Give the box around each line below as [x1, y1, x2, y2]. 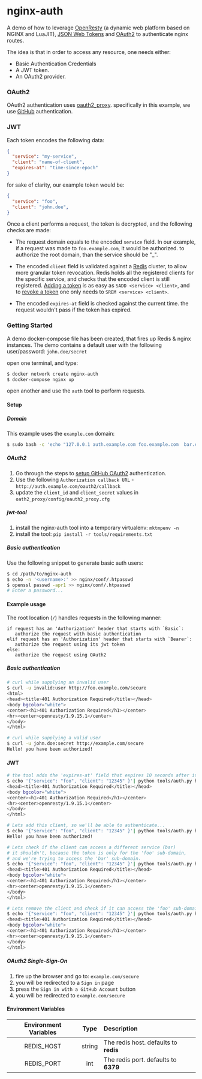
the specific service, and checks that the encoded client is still [15, 275, 170, 283]
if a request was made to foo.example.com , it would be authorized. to [15, 245, 185, 252]
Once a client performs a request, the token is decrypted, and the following [7, 220, 192, 227]
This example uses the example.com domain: [7, 430, 115, 437]
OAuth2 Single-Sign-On [7, 957, 68, 964]
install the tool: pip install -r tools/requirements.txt [15, 530, 153, 538]
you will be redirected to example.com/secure [15, 991, 125, 999]
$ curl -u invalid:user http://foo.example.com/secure [7, 685, 147, 691]
